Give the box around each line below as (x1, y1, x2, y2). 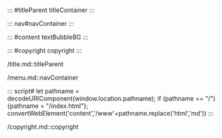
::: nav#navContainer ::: (7, 20, 74, 27)
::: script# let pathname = (7, 87, 80, 95)
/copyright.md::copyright (7, 123, 79, 131)
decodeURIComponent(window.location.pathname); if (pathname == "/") (7, 94, 216, 102)
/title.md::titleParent (7, 60, 64, 68)
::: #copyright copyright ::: (7, 47, 82, 54)
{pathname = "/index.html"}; (7, 102, 88, 110)
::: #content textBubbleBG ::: (7, 33, 88, 41)
